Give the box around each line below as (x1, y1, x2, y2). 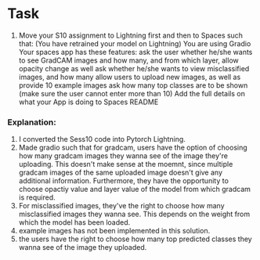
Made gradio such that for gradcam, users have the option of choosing (18, 143, 247, 153)
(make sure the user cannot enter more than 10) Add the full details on (18, 88, 246, 98)
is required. (18, 193, 56, 202)
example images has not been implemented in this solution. (18, 226, 211, 236)
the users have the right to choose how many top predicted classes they (18, 234, 252, 244)
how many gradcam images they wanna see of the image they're (18, 151, 229, 161)
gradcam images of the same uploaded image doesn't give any (18, 168, 223, 177)
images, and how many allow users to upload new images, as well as (18, 72, 241, 81)
